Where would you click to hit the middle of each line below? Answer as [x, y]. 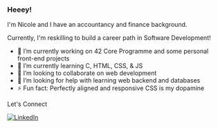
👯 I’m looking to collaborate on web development [87, 73]
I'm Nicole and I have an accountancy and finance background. [97, 25]
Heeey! [20, 10]
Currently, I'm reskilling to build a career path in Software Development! [109, 38]
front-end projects [43, 58]
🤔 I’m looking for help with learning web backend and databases [109, 81]
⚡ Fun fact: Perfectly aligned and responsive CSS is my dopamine [111, 88]
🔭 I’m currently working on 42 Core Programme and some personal [113, 51]
